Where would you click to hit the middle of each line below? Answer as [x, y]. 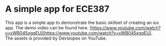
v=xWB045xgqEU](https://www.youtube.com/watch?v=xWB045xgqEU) [78, 33]
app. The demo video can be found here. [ [48, 27]
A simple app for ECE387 [57, 9]
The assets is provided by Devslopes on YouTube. [56, 38]
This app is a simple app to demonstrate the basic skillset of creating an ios [82, 23]
